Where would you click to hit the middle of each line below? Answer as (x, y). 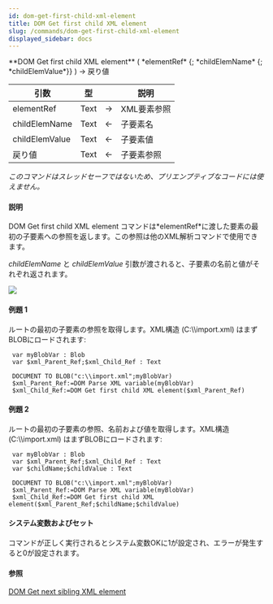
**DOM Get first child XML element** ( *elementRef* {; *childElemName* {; (136, 62)
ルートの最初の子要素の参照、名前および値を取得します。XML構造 (119, 428)
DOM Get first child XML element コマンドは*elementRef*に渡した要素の (130, 226)
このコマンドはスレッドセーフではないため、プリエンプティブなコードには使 (136, 176)
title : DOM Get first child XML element (78, 24)
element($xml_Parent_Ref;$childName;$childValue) (94, 504)
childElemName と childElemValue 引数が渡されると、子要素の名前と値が (131, 264)
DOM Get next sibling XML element (67, 592)
